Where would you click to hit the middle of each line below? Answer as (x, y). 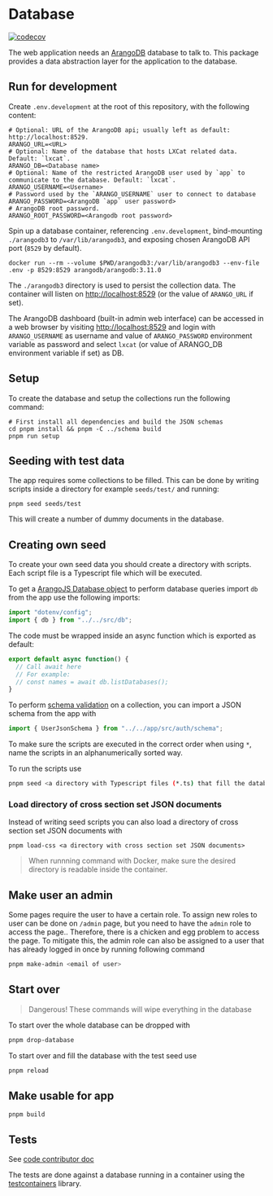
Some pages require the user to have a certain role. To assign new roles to (133, 915)
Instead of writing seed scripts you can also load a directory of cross (123, 822)
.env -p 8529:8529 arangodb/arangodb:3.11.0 (85, 270)
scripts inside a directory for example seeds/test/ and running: (114, 489)
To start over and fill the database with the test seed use (103, 1055)
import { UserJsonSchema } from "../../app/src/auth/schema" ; (116, 729)
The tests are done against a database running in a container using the (127, 1175)
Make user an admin (61, 895)
